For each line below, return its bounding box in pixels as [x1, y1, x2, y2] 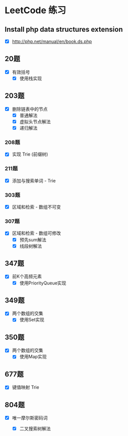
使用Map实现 [19, 354, 47, 360]
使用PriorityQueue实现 [19, 280, 67, 286]
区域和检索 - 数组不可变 [12, 204, 61, 210]
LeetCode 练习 [5, 5, 67, 16]
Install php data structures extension [5, 25, 123, 33]
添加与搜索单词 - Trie [12, 177, 56, 183]
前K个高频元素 [12, 273, 42, 279]
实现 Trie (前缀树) [12, 151, 48, 157]
